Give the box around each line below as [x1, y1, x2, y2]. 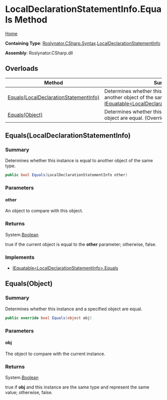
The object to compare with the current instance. [5, 351, 105, 357]
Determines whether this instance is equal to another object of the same [5, 158, 153, 164]
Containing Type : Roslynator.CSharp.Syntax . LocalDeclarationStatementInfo [5, 40, 161, 46]
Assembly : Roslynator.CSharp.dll [5, 50, 73, 56]
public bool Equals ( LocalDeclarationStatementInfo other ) [5, 173, 128, 178]
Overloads [5, 64, 38, 73]
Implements [5, 253, 35, 260]
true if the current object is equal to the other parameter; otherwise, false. [5, 241, 157, 247]
